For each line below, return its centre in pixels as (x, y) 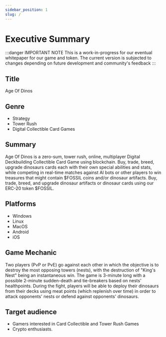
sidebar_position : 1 (27, 10)
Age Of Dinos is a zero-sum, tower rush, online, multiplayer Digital (73, 157)
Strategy (21, 119)
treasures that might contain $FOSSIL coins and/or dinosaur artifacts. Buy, (81, 177)
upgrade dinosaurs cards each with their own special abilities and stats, (79, 167)
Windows (22, 216)
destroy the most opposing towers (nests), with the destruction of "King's (81, 270)
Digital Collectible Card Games (44, 129)
